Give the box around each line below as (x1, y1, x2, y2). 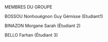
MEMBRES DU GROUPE (4, 4, 52, 10)
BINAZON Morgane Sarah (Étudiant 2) (4, 23, 81, 28)
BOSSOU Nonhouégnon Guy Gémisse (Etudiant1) (4, 14, 104, 19)
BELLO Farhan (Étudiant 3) (4, 32, 58, 38)
